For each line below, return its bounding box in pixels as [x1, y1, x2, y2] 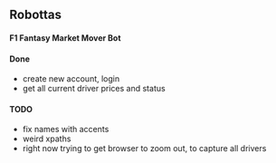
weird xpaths [22, 133, 71, 144]
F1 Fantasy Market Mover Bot [9, 32, 121, 43]
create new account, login [22, 73, 120, 84]
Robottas [9, 7, 62, 23]
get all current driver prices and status [22, 83, 166, 94]
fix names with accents [22, 124, 109, 135]
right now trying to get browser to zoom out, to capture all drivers [22, 143, 267, 154]
